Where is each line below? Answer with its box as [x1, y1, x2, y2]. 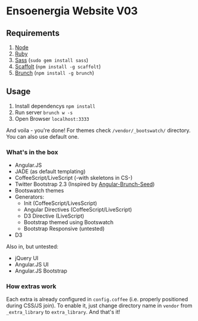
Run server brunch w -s [14, 109, 73, 116]
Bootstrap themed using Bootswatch [23, 219, 114, 226]
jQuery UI [14, 255, 39, 262]
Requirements [6, 28, 60, 38]
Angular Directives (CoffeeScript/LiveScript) [23, 206, 132, 213]
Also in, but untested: [6, 243, 58, 250]
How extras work [6, 282, 57, 291]
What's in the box [6, 148, 58, 156]
